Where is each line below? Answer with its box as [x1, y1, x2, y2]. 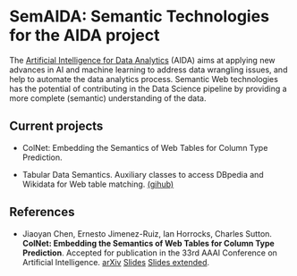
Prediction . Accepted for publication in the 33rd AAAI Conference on [21, 247, 277, 258]
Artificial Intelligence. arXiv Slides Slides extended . [21, 256, 210, 267]
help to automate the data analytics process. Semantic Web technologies [9, 73, 279, 84]
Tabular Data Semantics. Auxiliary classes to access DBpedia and [21, 169, 264, 180]
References [9, 205, 75, 220]
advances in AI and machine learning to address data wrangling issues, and [9, 64, 288, 75]
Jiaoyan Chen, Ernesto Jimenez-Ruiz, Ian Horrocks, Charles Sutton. [21, 228, 273, 238]
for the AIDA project [9, 25, 160, 46]
